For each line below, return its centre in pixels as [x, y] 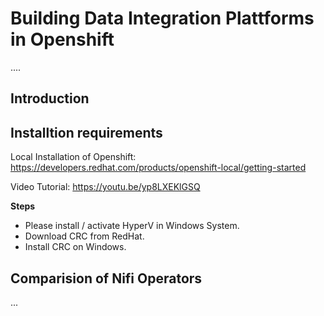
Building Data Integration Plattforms [162, 18]
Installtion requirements [86, 132]
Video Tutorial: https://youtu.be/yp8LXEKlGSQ [105, 187]
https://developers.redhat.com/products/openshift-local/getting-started [158, 168]
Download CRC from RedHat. [84, 236]
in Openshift [62, 39]
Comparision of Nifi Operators [106, 278]
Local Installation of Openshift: [73, 157]
